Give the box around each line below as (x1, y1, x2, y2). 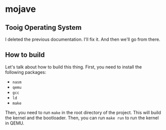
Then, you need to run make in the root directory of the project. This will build (5, 109, 161, 115)
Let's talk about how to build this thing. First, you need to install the (5, 64, 142, 70)
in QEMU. (5, 120, 25, 126)
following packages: (5, 69, 47, 75)
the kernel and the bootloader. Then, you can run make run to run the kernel (5, 115, 159, 121)
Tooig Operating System (5, 23, 82, 32)
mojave (5, 3, 36, 15)
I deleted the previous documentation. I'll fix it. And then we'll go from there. (5, 36, 161, 42)
